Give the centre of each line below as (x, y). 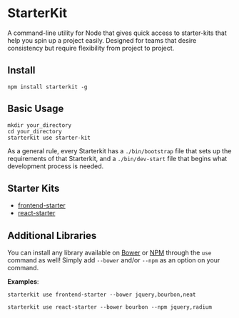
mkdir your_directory (40, 125)
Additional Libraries (52, 236)
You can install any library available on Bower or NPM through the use (110, 253)
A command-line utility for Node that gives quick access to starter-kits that (117, 33)
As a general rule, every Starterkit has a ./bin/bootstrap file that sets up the (119, 150)
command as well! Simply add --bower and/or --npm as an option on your (114, 260)
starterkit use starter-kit (49, 138)
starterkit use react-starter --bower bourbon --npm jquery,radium (110, 307)
